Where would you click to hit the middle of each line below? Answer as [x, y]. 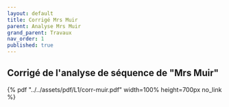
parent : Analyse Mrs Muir [44, 26]
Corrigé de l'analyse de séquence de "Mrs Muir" [113, 73]
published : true [30, 45]
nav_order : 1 [26, 39]
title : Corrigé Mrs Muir [43, 20]
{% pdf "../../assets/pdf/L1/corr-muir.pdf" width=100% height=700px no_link [114, 89]
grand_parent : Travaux [39, 33]
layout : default [30, 13]
